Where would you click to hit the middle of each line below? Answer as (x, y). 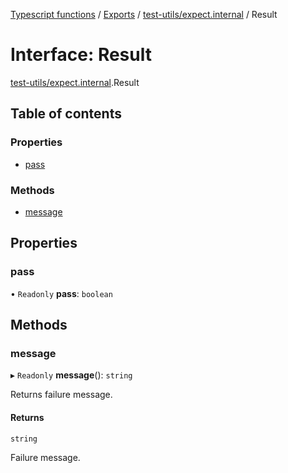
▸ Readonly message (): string (71, 375)
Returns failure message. (61, 395)
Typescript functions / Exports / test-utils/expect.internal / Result (144, 14)
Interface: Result (81, 55)
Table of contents (66, 114)
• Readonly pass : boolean (61, 293)
